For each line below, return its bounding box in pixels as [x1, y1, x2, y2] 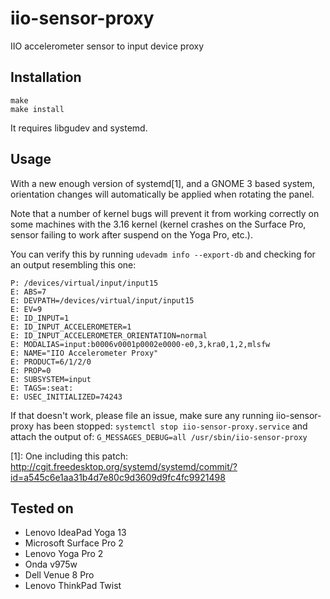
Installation [10, 69, 82, 86]
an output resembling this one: [10, 258, 137, 271]
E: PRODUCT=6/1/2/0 [10, 357, 92, 367]
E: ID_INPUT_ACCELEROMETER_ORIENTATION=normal [10, 330, 208, 341]
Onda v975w [24, 558, 78, 571]
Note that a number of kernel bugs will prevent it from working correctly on [10, 207, 320, 219]
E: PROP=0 [10, 365, 52, 376]
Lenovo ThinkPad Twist [24, 580, 122, 592]
